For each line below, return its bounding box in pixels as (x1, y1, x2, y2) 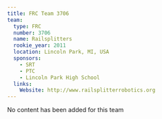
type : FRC (13, 23, 41, 30)
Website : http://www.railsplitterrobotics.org (19, 87, 156, 94)
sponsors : (13, 55, 41, 62)
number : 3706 (13, 29, 51, 36)
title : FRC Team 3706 (7, 10, 70, 17)
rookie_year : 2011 (13, 42, 67, 49)
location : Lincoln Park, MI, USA (13, 49, 110, 56)
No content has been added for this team (7, 106, 124, 114)
